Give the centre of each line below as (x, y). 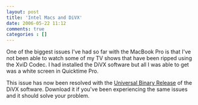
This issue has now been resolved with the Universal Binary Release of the (99, 83)
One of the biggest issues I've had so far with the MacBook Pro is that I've (99, 52)
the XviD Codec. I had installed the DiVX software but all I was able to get (98, 65)
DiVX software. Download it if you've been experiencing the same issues (97, 89)
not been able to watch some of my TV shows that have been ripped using (99, 58)
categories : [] (27, 35)
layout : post (23, 12)
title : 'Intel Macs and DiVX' (45, 18)
